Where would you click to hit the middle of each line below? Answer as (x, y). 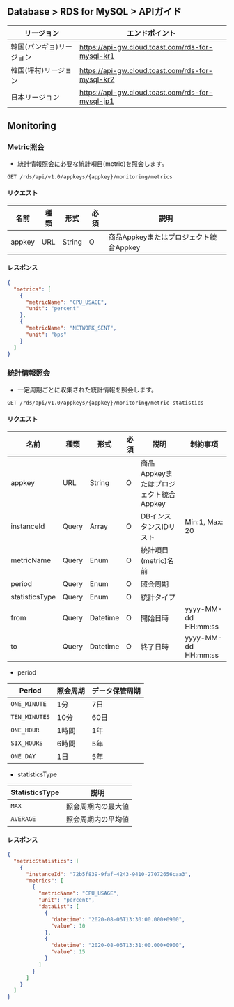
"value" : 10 (68, 926)
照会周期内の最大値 (97, 806)
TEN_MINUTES (31, 717)
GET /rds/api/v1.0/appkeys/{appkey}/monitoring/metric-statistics (106, 403)
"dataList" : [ (58, 907)
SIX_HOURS (27, 743)
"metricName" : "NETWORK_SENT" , (71, 328)
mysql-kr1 (97, 56)
